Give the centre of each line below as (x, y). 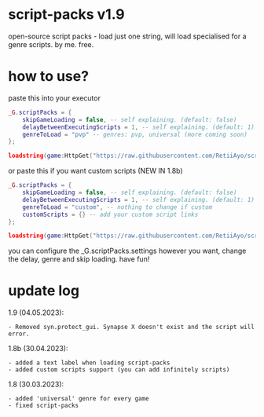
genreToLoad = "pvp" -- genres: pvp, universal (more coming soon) (135, 134)
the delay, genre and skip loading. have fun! (79, 259)
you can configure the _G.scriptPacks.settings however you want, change (127, 251)
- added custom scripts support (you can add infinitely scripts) (119, 370)
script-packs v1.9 (67, 15)
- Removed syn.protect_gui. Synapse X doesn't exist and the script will (132, 327)
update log (44, 291)
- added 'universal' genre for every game (79, 399)
